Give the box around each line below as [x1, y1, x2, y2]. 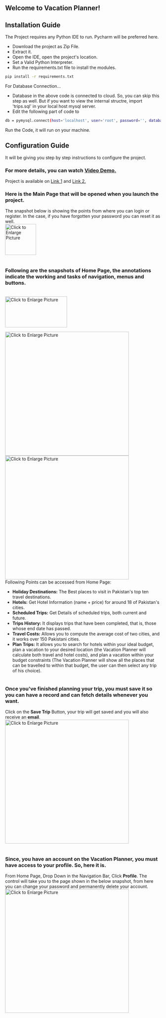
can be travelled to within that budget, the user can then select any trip [12, 662, 157, 668]
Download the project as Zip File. [12, 44, 80, 50]
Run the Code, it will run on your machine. [5, 127, 90, 133]
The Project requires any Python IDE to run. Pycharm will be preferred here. [5, 34, 159, 40]
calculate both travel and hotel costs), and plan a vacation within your [12, 651, 154, 658]
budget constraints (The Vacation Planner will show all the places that [12, 657, 155, 663]
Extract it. [12, 49, 32, 55]
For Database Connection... [5, 83, 61, 89]
